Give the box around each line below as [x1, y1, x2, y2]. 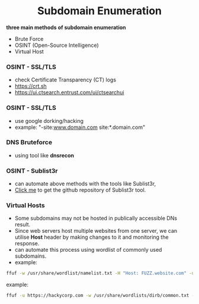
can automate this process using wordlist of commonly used [14, 246, 162, 254]
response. [14, 240, 40, 247]
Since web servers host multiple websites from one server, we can [14, 227, 178, 235]
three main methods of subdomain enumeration [6, 24, 126, 31]
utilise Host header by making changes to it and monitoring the [14, 233, 169, 241]
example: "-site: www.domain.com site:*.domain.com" [14, 123, 146, 131]
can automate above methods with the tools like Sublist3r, [14, 180, 156, 188]
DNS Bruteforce [6, 138, 52, 147]
